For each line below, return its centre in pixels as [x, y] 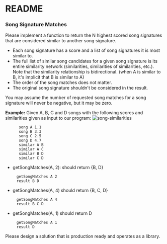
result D [26, 227]
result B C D [30, 204]
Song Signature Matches [36, 25]
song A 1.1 [30, 127]
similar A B [31, 145]
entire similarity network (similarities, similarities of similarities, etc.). [83, 66]
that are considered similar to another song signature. [61, 41]
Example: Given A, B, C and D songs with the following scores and [74, 113]
